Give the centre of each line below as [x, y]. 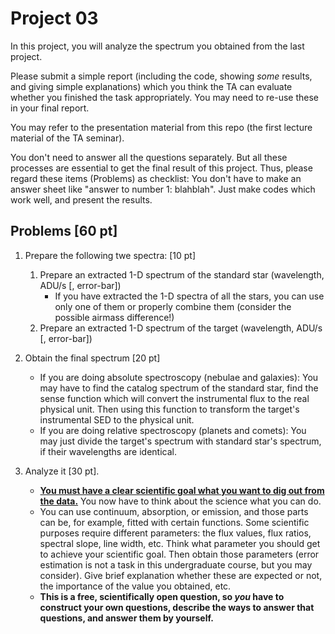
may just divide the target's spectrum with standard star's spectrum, [180, 441]
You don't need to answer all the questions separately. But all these [149, 157]
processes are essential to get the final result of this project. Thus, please [161, 168]
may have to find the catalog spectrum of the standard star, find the [179, 388]
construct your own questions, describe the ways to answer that [177, 607]
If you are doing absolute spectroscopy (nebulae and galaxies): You [179, 377]
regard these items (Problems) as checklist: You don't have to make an [156, 178]
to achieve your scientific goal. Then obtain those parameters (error [179, 554]
